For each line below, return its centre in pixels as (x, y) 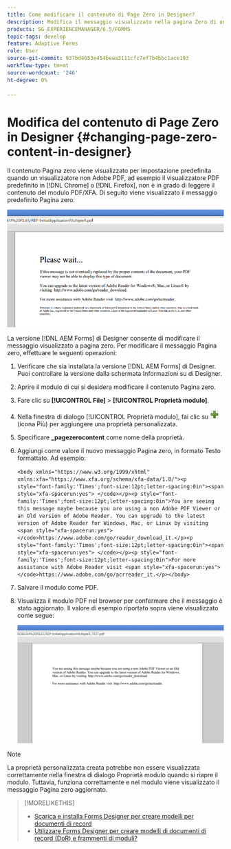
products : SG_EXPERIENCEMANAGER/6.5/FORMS (69, 29)
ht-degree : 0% (27, 80)
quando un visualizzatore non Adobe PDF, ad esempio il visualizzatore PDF (113, 178)
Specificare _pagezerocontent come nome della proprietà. (100, 437)
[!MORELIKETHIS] (49, 803)
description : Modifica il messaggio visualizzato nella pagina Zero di (112, 22)
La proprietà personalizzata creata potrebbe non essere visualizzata (104, 767)
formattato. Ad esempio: (52, 458)
